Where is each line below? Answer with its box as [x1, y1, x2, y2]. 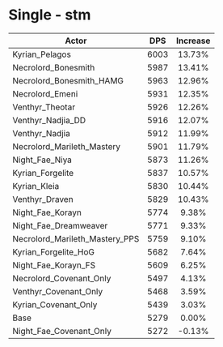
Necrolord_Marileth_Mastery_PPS [12, 233, 140, 244]
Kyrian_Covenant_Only [12, 298, 98, 310]
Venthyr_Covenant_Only [12, 285, 103, 297]
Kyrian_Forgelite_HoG [12, 246, 95, 257]
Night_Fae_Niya [12, 154, 73, 165]
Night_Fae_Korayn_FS [12, 259, 95, 271]
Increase [176, 35, 211, 46]
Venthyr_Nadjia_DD [12, 114, 86, 126]
